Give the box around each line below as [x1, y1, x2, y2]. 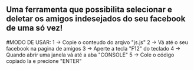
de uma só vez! [6, 23, 63, 33]
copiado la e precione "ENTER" [6, 57, 82, 64]
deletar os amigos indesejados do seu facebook [6, 14, 186, 24]
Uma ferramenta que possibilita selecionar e [6, 5, 173, 15]
